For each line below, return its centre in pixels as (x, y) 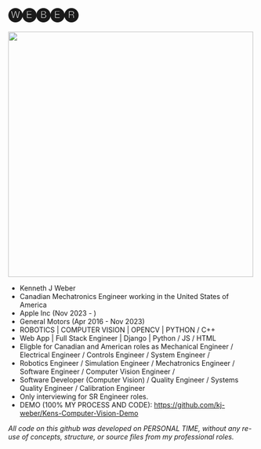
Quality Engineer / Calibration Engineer (82, 388)
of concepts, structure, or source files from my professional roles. (128, 436)
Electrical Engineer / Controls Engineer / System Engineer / (114, 355)
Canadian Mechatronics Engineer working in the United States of (124, 296)
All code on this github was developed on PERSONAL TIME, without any (124, 428)
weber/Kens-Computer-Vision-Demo (79, 413)
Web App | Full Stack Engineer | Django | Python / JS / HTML (118, 338)
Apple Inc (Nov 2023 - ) (58, 313)
